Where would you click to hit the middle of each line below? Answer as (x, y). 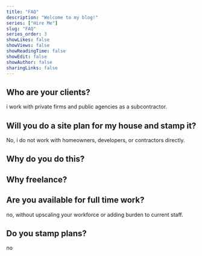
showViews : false (28, 46)
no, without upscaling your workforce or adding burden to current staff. (95, 214)
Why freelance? (37, 179)
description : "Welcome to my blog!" (52, 17)
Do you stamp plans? (47, 233)
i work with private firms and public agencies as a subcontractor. (87, 107)
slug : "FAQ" (21, 29)
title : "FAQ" (23, 12)
